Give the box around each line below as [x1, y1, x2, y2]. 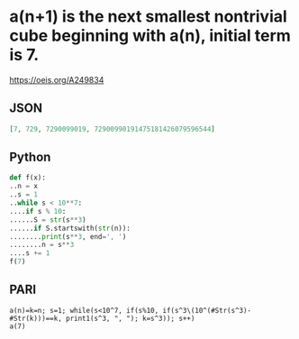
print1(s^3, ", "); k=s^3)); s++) [66, 314, 195, 323]
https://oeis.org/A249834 [9, 74, 104, 85]
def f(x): [9, 173, 47, 182]
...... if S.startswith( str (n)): [9, 224, 131, 233]
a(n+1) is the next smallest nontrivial [9, 6, 288, 27]
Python [9, 150, 51, 165]
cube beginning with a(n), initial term [9, 25, 291, 46]
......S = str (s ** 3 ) [9, 215, 87, 224]
